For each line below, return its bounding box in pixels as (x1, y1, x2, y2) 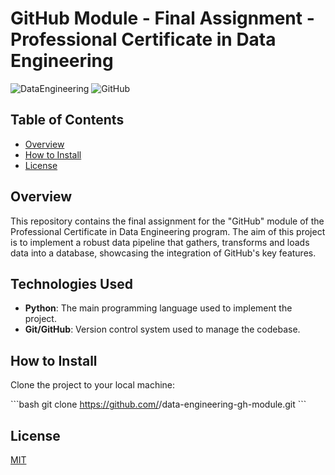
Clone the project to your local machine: (10, 379, 176, 391)
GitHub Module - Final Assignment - (10, 7, 315, 30)
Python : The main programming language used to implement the (24, 302, 293, 314)
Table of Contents (10, 112, 125, 129)
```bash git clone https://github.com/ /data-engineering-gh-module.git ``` (10, 398, 307, 411)
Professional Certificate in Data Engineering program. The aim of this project (10, 225, 326, 237)
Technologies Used (10, 275, 133, 292)
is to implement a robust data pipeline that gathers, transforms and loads (10, 236, 310, 248)
